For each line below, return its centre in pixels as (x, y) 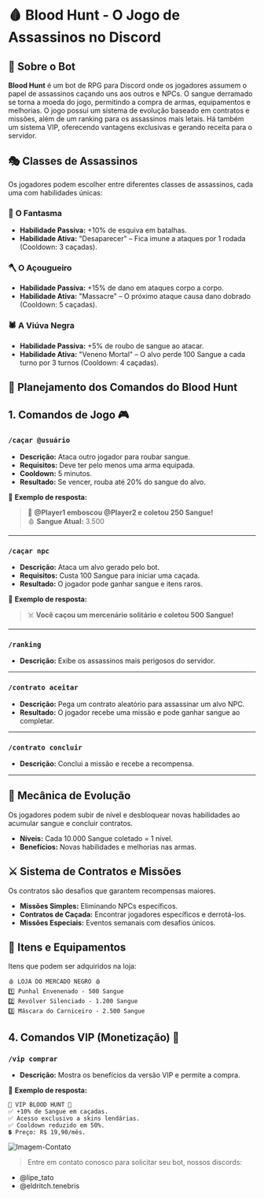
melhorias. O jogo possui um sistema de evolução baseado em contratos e (129, 110)
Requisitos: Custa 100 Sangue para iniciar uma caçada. (110, 575)
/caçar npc (29, 551)
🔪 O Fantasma (35, 213)
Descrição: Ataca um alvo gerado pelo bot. (89, 567)
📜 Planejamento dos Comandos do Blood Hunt (123, 387)
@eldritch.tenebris (49, 1186)
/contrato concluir (45, 747)
